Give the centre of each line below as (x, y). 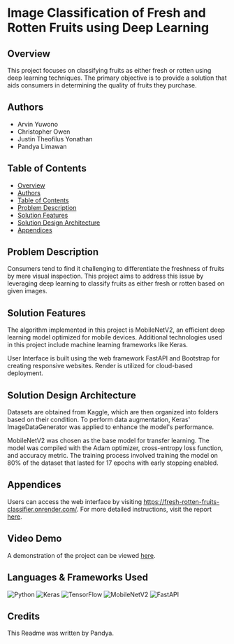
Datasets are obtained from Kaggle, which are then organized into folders (113, 412)
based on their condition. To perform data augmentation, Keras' (99, 420)
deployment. (25, 373)
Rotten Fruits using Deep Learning (108, 28)
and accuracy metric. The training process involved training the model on (113, 456)
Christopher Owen (44, 132)
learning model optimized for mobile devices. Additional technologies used (115, 337)
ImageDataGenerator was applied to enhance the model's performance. (111, 427)
